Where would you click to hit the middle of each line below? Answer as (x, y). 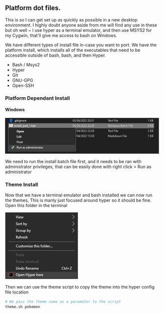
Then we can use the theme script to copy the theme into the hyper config (80, 287)
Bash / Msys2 (26, 64)
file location (17, 292)
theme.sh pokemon (23, 307)
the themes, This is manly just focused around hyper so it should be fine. (78, 200)
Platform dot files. (33, 8)
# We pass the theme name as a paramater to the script (63, 302)
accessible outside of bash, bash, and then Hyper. (56, 55)
